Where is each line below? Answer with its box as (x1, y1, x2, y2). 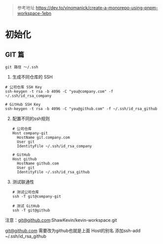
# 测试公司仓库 (12, 190, 39, 195)
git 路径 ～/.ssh (5, 65, 38, 70)
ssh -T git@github (12, 208, 50, 213)
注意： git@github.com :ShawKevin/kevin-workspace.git (5, 217, 117, 223)
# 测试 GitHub (12, 203, 40, 208)
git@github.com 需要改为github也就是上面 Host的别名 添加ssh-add (5, 228, 141, 234)
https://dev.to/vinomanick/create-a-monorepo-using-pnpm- (35, 5, 159, 10)
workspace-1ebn (17, 10, 52, 16)
